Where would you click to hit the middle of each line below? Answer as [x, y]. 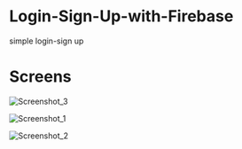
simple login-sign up [47, 41]
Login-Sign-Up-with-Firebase [121, 16]
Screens [40, 77]
